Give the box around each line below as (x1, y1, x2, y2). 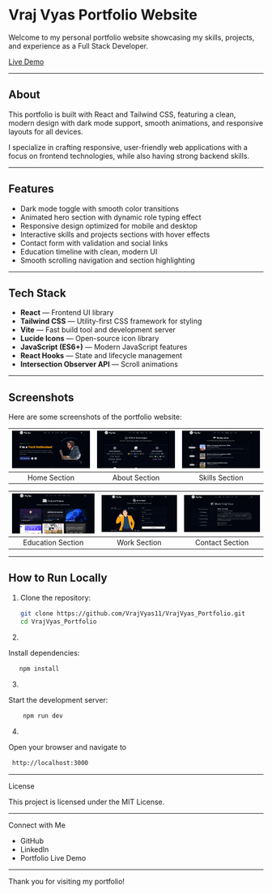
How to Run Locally (8, 571, 108, 585)
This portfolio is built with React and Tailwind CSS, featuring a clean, (8, 109, 236, 119)
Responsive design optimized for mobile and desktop (19, 220, 198, 230)
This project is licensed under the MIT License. (8, 797, 165, 806)
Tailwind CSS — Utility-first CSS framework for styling (19, 316, 202, 326)
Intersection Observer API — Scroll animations (19, 359, 178, 370)
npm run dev (23, 712, 63, 721)
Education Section (23, 537, 84, 548)
